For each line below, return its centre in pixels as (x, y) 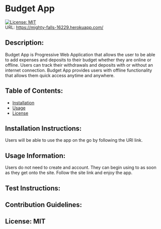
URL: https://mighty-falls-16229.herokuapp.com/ (54, 27)
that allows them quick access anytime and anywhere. (60, 75)
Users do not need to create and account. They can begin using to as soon (81, 168)
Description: (25, 43)
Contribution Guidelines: (44, 205)
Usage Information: (35, 156)
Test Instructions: (33, 188)
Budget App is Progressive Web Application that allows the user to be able (80, 54)
